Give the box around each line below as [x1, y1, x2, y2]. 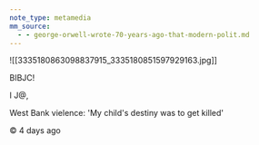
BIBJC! [9, 72, 35, 83]
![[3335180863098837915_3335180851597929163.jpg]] [9, 55, 218, 66]
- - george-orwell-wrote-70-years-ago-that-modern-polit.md [17, 30, 250, 39]
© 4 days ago [9, 125, 61, 136]
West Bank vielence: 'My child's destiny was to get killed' [9, 108, 224, 119]
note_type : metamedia [9, 13, 92, 23]
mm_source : [9, 22, 51, 31]
